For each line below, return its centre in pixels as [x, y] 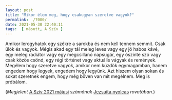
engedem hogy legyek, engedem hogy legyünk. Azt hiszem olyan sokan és [85, 71]
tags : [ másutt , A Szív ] [34, 29]
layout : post [19, 10]
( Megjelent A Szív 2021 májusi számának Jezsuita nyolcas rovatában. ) [80, 92]
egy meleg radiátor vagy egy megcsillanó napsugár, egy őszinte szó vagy [83, 55]
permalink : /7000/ [26, 19]
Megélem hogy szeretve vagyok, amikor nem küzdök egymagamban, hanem [86, 66]
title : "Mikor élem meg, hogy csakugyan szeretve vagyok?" [70, 15]
